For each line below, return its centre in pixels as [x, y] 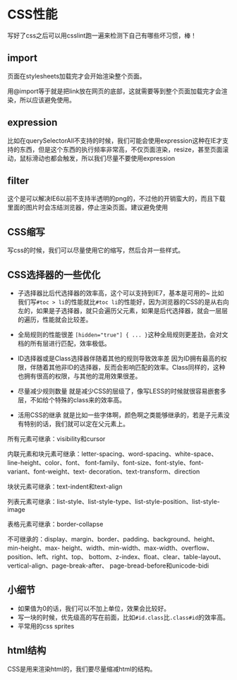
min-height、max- [34, 548]
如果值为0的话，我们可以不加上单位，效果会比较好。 [94, 608]
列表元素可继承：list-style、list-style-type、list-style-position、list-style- [114, 502]
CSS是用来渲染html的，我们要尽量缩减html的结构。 [82, 669]
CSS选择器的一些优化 [54, 275]
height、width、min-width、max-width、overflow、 [137, 548]
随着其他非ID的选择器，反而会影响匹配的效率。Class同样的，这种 [131, 367]
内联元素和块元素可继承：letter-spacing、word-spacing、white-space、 [113, 454]
